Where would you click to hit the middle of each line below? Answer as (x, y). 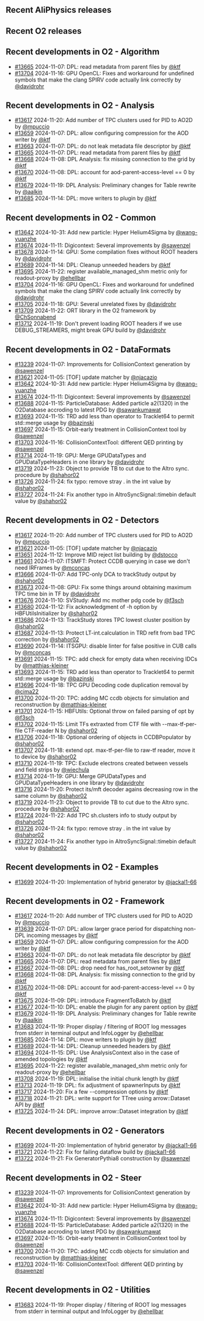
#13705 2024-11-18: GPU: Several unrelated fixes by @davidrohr (95, 304)
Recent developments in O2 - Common (81, 217)
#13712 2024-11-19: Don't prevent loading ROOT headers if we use (98, 324)
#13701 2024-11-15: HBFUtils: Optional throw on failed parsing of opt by (104, 711)
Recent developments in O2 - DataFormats (88, 349)
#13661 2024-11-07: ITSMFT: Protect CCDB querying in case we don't (102, 561)
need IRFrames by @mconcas (52, 567)
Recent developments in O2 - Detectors (82, 520)
